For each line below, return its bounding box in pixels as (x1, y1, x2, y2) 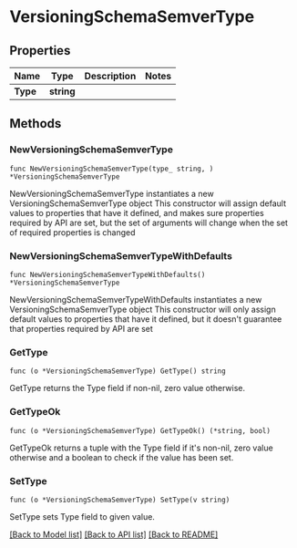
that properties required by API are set (9, 323, 153, 334)
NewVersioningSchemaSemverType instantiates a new (9, 188, 214, 199)
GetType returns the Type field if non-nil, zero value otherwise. (9, 383, 246, 394)
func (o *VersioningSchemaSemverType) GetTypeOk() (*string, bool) (9, 426, 271, 435)
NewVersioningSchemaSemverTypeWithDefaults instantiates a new (9, 294, 262, 305)
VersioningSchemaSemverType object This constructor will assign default (9, 198, 287, 209)
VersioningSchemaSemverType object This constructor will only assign (9, 304, 276, 315)
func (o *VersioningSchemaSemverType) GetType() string (9, 367, 226, 376)
